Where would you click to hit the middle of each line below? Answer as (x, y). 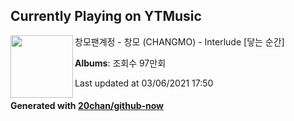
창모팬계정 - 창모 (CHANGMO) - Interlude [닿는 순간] (179, 41)
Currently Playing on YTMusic (106, 16)
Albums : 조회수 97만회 (120, 63)
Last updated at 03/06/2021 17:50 (144, 83)
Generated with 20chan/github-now (87, 106)
